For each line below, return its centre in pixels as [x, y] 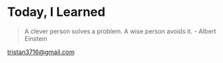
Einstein [36, 38]
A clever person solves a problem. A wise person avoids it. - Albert [120, 31]
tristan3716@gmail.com [41, 52]
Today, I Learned [56, 12]
